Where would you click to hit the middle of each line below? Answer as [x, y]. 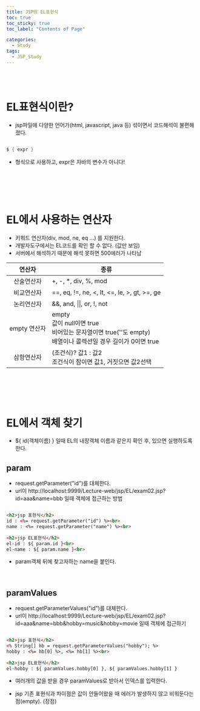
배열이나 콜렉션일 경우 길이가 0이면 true [105, 341]
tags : [13, 51]
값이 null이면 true [75, 323]
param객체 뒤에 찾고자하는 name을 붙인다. [65, 562]
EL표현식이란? [40, 107]
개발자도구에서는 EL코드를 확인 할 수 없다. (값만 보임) [78, 245]
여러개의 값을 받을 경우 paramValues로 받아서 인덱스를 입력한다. [91, 681]
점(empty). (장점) [36, 701]
